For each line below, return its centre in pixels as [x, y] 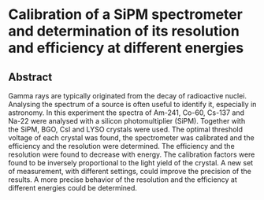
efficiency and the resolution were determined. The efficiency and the [121, 146]
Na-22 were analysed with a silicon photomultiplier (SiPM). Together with [127, 121]
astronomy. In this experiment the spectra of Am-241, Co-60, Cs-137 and [126, 113]
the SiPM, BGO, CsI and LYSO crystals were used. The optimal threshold [125, 129]
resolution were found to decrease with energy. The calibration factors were [132, 154]
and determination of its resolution [124, 31]
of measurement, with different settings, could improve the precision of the [130, 171]
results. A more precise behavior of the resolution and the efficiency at [123, 180]
